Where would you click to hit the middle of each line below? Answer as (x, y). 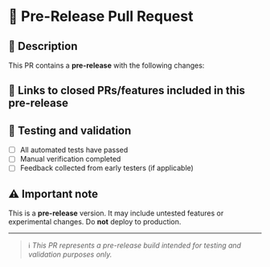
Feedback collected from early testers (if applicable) (107, 168)
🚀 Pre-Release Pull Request (101, 16)
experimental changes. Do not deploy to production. (95, 222)
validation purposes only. (70, 255)
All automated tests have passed (74, 150)
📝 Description (43, 46)
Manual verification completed (70, 159)
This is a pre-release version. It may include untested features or (116, 213)
